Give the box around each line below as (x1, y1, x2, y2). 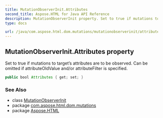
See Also (5, 86, 27, 93)
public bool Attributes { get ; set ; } (5, 75, 83, 80)
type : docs (5, 20, 27, 26)
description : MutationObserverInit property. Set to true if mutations (5, 16, 153, 21)
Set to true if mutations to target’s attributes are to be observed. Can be (5, 60, 148, 66)
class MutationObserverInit (12, 98, 66, 103)
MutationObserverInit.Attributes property (5, 47, 134, 56)
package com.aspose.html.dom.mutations (12, 102, 96, 108)
